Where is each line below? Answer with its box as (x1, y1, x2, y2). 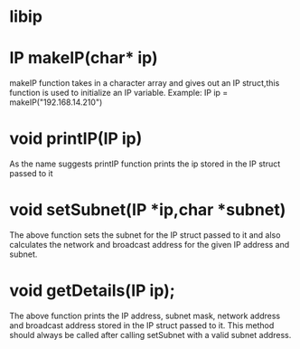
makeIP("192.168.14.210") (9, 97, 103, 108)
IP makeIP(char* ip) (9, 48, 158, 69)
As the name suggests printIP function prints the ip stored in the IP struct (9, 158, 281, 169)
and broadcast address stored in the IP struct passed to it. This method (9, 319, 275, 331)
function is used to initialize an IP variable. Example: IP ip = (9, 88, 229, 99)
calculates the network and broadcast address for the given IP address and (9, 240, 290, 250)
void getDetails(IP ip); (9, 280, 176, 301)
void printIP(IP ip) (9, 128, 143, 149)
